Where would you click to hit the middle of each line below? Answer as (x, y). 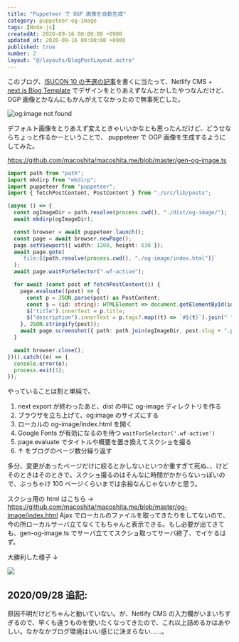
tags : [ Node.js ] (31, 27)
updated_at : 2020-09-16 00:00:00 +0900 (67, 41)
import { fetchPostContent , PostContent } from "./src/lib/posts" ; (110, 193)
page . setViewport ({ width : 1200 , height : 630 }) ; (89, 245)
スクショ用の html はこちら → (51, 499)
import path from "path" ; (46, 173)
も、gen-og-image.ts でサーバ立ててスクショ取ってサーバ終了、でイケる (114, 533)
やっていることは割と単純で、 (51, 391)
